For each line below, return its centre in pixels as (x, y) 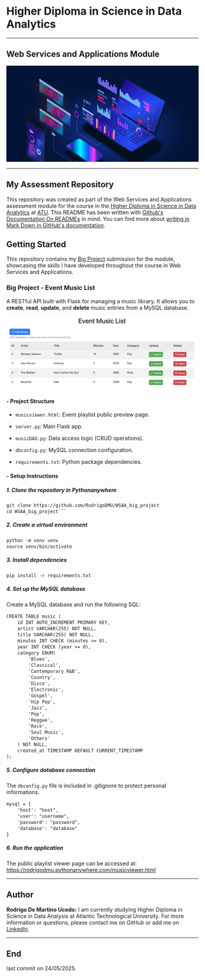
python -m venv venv (33, 540)
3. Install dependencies (37, 560)
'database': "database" (48, 828)
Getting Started (36, 244)
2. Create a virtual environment (47, 525)
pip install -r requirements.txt (49, 575)
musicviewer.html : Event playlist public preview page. (82, 415)
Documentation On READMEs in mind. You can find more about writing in (98, 218)
